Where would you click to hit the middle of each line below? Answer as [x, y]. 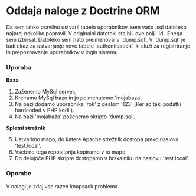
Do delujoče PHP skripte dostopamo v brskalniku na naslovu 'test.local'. [102, 158]
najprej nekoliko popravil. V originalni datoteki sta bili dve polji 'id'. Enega [94, 33]
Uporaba [19, 67]
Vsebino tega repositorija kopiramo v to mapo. [71, 152]
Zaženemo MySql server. [45, 92]
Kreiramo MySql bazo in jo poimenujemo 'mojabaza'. [79, 98]
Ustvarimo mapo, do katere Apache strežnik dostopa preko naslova [97, 139]
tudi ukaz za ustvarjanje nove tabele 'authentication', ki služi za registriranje [98, 46]
